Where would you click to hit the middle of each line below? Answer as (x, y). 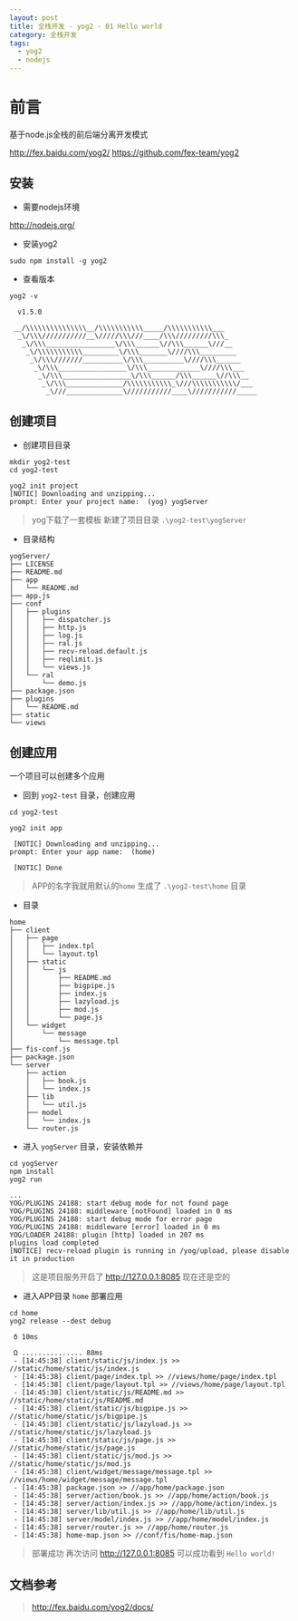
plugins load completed (54, 1243)
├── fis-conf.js (40, 1049)
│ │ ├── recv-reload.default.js (78, 651)
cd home (24, 1314)
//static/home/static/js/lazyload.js (81, 1432)
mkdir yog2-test (40, 462)
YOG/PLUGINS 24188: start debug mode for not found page (119, 1204)
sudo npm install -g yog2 (58, 261)
